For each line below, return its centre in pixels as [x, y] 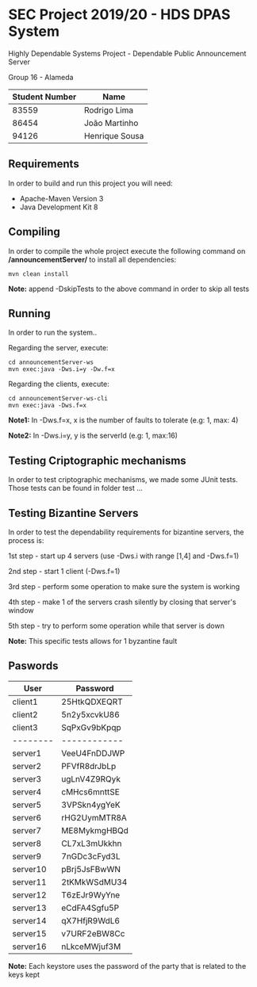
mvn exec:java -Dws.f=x [48, 406]
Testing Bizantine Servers [73, 513]
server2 [27, 766]
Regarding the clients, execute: [59, 384]
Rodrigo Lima [109, 110]
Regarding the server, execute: [58, 348]
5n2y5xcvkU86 [91, 714]
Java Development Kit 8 [59, 207]
